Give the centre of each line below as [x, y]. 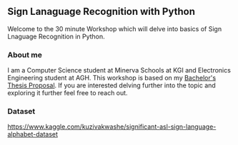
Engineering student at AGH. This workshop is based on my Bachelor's [112, 78]
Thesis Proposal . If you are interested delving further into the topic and [111, 85]
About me [25, 55]
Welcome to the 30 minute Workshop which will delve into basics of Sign [115, 28]
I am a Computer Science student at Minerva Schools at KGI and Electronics [119, 70]
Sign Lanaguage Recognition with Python [101, 12]
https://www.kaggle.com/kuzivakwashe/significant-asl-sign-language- [112, 127]
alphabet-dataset [33, 134]
